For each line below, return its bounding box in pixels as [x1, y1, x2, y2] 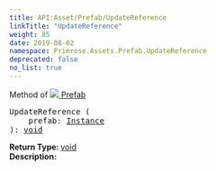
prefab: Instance [28, 115, 105, 126]
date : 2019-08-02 [9, 38, 75, 48]
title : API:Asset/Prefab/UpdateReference [9, 13, 167, 22]
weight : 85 [9, 30, 50, 39]
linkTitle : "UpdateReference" [9, 22, 123, 31]
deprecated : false [9, 55, 78, 64]
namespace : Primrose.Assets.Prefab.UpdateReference [9, 47, 207, 56]
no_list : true [9, 64, 63, 73]
